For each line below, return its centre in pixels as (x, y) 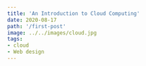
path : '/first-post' (37, 26)
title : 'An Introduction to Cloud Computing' (73, 13)
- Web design (26, 52)
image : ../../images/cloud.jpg (52, 33)
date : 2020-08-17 (32, 20)
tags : (15, 39)
